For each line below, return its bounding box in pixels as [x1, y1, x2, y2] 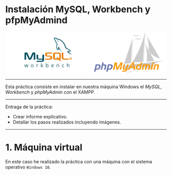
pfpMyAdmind [5, 14, 68, 26]
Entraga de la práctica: [5, 104, 53, 110]
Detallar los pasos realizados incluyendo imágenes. [12, 119, 121, 125]
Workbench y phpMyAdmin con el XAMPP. [5, 89, 96, 95]
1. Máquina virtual [5, 142, 83, 154]
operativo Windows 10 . [5, 164, 51, 170]
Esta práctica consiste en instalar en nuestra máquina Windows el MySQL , [5, 83, 162, 90]
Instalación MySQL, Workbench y [5, 4, 151, 15]
